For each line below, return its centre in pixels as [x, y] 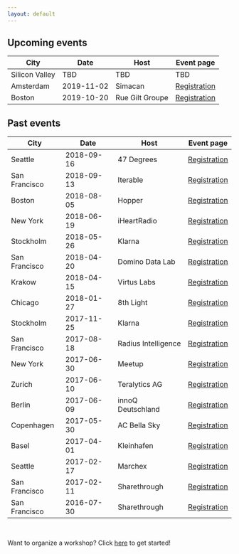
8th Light [133, 303]
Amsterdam [30, 86]
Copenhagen [33, 425]
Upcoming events [47, 43]
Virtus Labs [137, 282]
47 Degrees [138, 159]
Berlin [21, 405]
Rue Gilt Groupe [142, 98]
